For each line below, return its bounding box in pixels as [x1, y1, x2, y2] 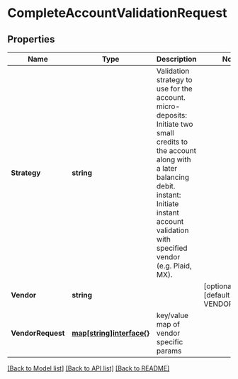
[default [203, 290, 230, 300]
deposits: [156, 111, 188, 120]
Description [156, 55, 197, 64]
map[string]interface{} [72, 328, 150, 338]
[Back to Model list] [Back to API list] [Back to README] [7, 364, 170, 373]
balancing [156, 172, 190, 182]
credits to [156, 137, 188, 147]
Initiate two [156, 119, 193, 129]
